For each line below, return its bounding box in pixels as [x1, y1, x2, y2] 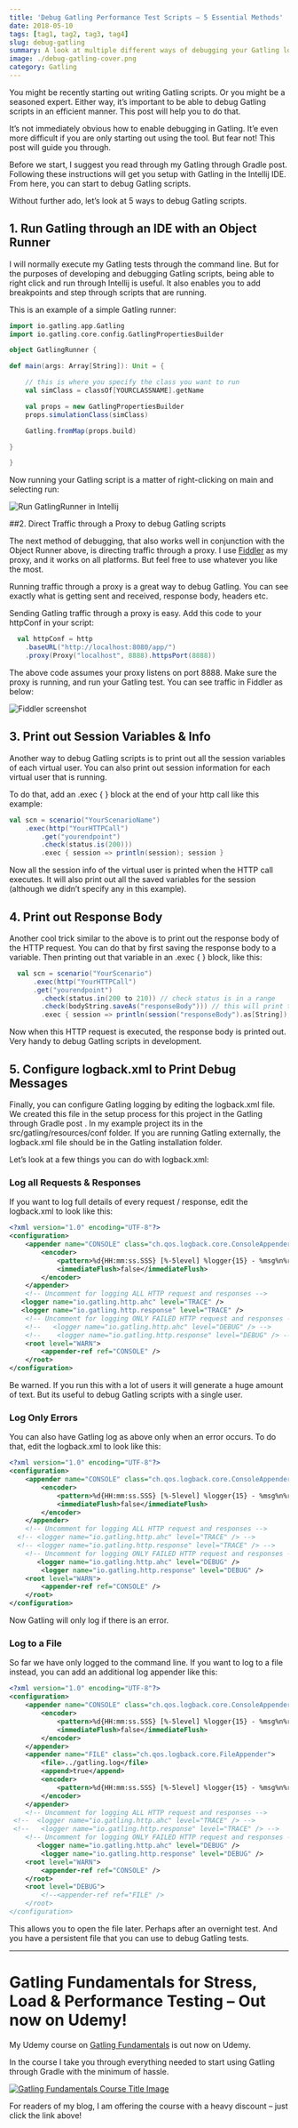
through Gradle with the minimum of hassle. [9, 2066, 169, 2076]
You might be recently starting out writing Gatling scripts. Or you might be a [9, 86, 286, 98]
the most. [9, 564, 44, 574]
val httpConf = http [17, 635, 93, 644]
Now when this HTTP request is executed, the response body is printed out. [9, 1026, 286, 1037]
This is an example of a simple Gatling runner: [9, 304, 176, 315]
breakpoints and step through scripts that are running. [9, 286, 207, 298]
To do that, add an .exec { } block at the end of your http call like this [9, 789, 260, 799]
